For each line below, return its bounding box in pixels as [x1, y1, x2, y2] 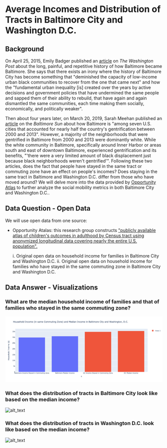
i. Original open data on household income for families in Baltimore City [12, 252, 159, 258]
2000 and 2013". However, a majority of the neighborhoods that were [5, 131, 148, 137]
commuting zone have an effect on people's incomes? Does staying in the [5, 168, 157, 174]
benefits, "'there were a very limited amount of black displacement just [5, 152, 151, 158]
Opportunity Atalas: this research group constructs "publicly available [12, 227, 156, 233]
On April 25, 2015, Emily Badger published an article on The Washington [5, 58, 153, 63]
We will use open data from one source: [5, 217, 87, 223]
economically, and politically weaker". [5, 106, 83, 111]
